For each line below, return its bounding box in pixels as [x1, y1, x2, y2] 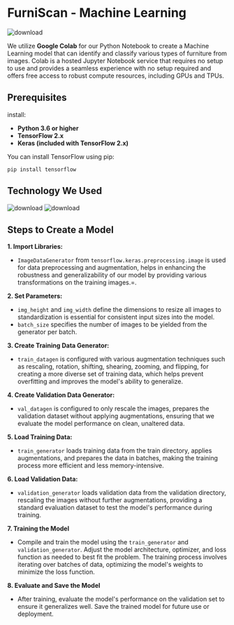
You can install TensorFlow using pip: [7, 152, 115, 160]
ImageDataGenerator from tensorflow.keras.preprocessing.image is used [17, 256, 226, 264]
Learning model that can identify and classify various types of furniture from [7, 49, 227, 57]
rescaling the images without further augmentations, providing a [17, 496, 203, 504]
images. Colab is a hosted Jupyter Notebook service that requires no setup [7, 56, 224, 64]
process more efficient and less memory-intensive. [17, 461, 164, 470]
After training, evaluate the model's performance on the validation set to [17, 595, 225, 603]
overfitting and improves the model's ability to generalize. [17, 377, 184, 386]
